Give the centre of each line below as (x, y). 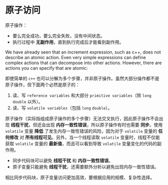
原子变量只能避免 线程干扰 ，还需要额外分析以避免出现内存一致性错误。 (86, 166)
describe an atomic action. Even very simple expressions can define (76, 57)
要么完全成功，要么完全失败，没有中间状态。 (59, 36)
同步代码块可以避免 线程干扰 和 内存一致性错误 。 (63, 160)
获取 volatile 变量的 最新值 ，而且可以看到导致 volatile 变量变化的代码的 (81, 143)
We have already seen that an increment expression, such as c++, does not (83, 52)
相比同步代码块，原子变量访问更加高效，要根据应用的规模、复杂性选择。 (80, 177)
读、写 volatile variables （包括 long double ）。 (62, 108)
